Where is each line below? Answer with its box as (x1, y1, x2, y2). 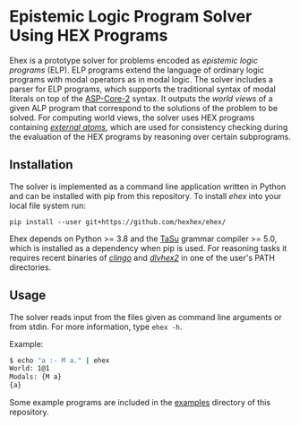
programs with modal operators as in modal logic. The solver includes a (9, 74, 273, 84)
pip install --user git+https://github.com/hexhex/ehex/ (9, 217, 227, 226)
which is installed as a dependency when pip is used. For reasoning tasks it (9, 242, 287, 253)
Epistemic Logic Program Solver (9, 6, 253, 27)
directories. (9, 262, 52, 273)
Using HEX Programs (9, 25, 168, 46)
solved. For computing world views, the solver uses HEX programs (9, 112, 255, 123)
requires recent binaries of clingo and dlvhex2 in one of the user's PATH (9, 252, 276, 263)
